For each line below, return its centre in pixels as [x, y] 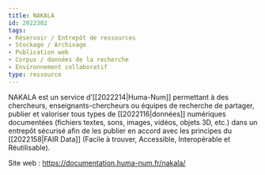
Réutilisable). [29, 147]
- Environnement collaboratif [58, 67]
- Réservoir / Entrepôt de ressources [72, 38]
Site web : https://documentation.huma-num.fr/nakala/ [97, 162]
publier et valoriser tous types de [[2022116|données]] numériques [117, 114]
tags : [17, 30]
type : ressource [35, 74]
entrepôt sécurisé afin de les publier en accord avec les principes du [120, 131]
